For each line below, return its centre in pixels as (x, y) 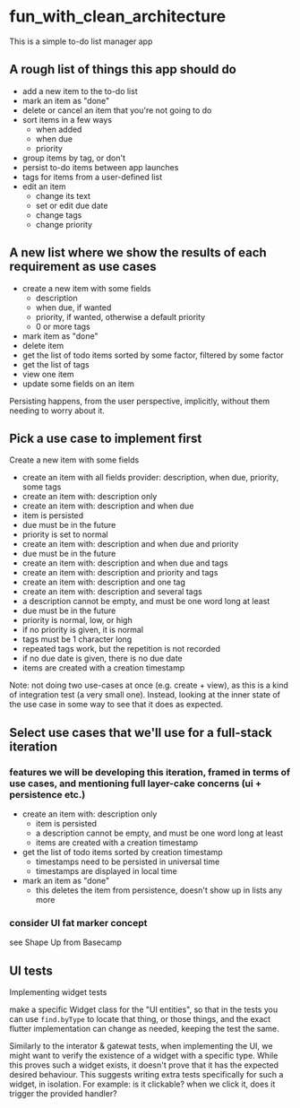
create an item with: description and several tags (112, 592)
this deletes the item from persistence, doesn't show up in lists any (159, 890)
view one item (48, 374)
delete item (43, 345)
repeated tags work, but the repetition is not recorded (121, 649)
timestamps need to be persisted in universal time (128, 861)
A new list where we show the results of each (138, 253)
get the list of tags (56, 364)
